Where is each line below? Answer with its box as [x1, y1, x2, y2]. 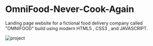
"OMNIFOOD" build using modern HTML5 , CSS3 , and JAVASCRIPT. [5, 25, 148, 31]
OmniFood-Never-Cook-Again [5, 3, 134, 15]
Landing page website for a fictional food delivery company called [5, 20, 143, 26]
